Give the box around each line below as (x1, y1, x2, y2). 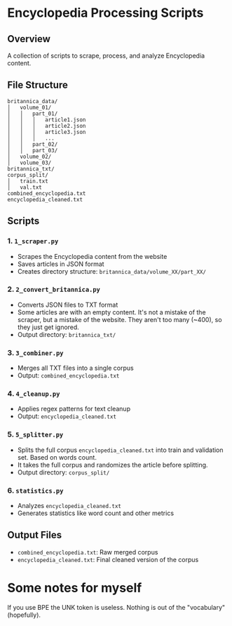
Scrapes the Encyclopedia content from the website (17, 252, 168, 260)
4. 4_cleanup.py (7, 389, 60, 399)
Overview (7, 33, 51, 45)
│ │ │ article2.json (7, 122, 86, 129)
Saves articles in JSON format (17, 260, 104, 268)
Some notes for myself (7, 580, 142, 596)
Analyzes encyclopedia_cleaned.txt (17, 501, 121, 510)
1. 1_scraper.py (7, 237, 59, 246)
